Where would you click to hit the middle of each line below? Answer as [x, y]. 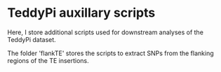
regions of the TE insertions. [48, 60]
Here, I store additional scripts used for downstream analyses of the [105, 32]
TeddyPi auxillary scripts [81, 13]
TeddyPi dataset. [32, 39]
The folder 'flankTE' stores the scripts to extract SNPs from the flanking [110, 53]
